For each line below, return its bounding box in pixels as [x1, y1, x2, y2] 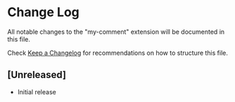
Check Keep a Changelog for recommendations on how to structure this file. [7, 49, 229, 57]
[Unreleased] [7, 69, 67, 81]
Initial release [17, 87, 56, 96]
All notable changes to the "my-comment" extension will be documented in [7, 27, 225, 36]
